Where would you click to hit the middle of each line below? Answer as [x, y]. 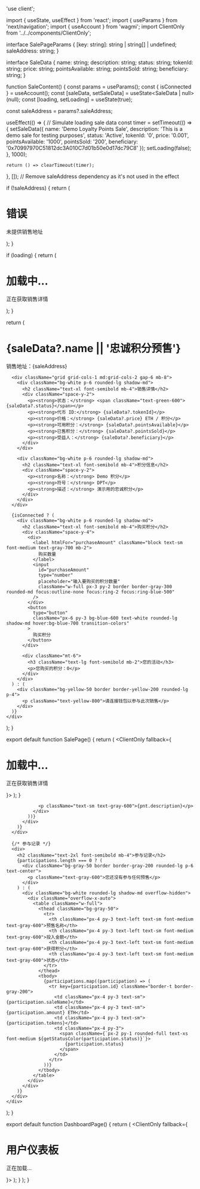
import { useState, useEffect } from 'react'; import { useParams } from [92, 20]
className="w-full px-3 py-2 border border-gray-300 [105, 586]
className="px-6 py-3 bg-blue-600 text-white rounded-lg [105, 618]
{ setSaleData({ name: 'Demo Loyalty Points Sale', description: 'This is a [95, 129]
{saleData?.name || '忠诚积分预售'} [93, 349]
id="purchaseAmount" [64, 570]
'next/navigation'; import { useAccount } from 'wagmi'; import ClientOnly [96, 27]
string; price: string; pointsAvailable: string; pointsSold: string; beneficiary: [98, 69]
